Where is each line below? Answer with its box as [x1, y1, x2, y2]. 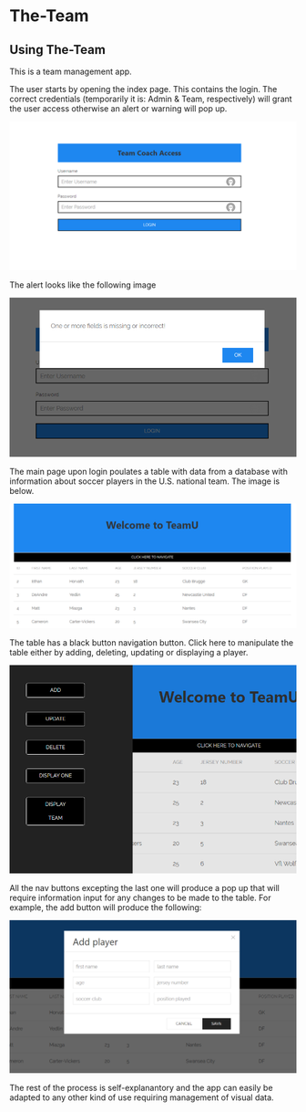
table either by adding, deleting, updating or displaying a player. [9, 646, 249, 657]
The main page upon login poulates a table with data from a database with [9, 466, 289, 477]
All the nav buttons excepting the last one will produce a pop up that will [9, 882, 280, 893]
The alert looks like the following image [9, 279, 157, 290]
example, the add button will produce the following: [9, 901, 202, 913]
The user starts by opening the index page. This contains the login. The [9, 84, 278, 94]
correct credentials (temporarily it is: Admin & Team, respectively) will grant [9, 93, 293, 104]
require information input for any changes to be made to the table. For [9, 892, 271, 903]
